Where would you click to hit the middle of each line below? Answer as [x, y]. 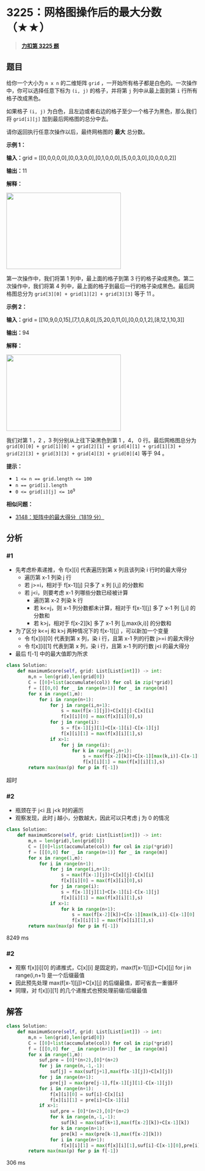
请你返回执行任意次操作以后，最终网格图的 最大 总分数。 [77, 131]
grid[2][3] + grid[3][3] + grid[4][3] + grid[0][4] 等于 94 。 [87, 453]
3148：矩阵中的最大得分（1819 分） [60, 517]
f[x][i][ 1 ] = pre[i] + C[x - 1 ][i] [90, 1100]
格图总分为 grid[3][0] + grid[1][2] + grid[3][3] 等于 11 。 [82, 293]
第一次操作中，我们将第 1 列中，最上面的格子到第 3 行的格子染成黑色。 [95, 278]
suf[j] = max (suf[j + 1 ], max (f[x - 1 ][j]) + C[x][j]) [111, 1072]
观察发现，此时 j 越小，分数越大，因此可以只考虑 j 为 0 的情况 [92, 818]
